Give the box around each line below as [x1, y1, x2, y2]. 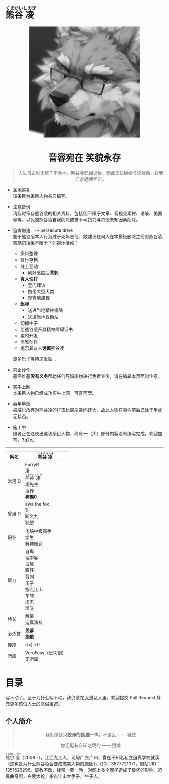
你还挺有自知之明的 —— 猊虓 [60, 742, 121, 748]
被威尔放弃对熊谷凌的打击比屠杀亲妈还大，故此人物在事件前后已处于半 [12, 407, 158, 413]
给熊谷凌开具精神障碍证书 [20, 326, 73, 332]
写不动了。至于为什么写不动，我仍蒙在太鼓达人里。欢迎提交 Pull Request [5, 695, 156, 701]
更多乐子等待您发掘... [12, 356, 56, 362]
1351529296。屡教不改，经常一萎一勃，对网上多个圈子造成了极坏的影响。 [5, 767, 158, 773]
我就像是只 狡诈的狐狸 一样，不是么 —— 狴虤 [45, 731, 136, 738]
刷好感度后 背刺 [27, 269, 59, 275]
